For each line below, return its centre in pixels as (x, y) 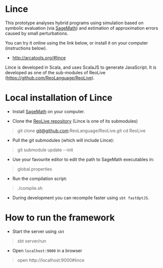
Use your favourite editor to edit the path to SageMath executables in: (83, 159)
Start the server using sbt (38, 231)
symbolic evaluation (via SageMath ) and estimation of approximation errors (82, 28)
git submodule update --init (45, 150)
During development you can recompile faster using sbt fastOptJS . (81, 198)
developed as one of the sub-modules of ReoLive (55, 72)
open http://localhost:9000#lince (51, 260)
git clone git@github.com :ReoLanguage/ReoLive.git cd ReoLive (81, 131)
